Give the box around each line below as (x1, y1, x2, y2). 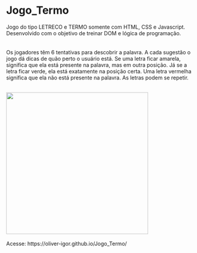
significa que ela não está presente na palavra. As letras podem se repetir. (6, 74, 189, 81)
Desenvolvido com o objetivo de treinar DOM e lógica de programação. (6, 29, 181, 36)
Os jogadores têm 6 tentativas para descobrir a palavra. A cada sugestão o (6, 48, 191, 55)
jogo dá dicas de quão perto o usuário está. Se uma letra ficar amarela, (6, 55, 181, 62)
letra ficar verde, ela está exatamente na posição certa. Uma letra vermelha (6, 67, 192, 75)
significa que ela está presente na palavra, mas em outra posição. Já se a (6, 61, 187, 69)
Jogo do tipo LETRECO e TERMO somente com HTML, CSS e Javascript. (6, 23, 186, 30)
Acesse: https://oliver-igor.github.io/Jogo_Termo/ (6, 240, 127, 247)
